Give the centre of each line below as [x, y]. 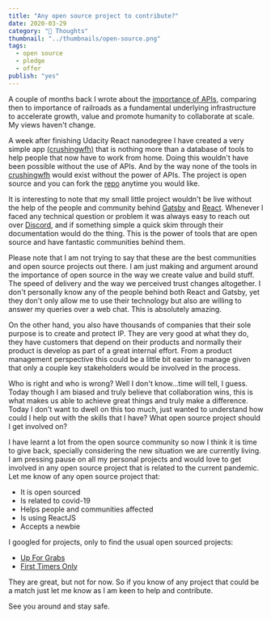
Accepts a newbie [50, 526]
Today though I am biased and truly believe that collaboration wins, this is [131, 392]
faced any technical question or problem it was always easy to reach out [129, 216]
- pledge [30, 61]
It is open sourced [50, 492]
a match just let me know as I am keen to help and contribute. [111, 590]
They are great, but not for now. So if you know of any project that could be [134, 582]
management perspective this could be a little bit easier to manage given [129, 359]
